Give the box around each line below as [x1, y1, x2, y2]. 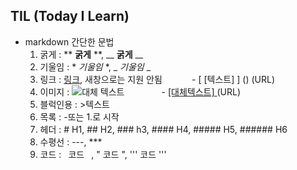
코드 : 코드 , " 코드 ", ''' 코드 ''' [39, 148, 167, 160]
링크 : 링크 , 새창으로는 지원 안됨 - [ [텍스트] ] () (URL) [39, 73, 276, 85]
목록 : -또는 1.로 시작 [39, 110, 120, 123]
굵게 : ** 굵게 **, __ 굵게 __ [39, 48, 144, 60]
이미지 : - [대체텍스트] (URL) [39, 85, 242, 98]
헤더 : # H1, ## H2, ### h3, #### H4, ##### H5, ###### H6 [39, 123, 288, 135]
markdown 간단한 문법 [24, 35, 115, 48]
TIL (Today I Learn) [10, 8, 130, 25]
